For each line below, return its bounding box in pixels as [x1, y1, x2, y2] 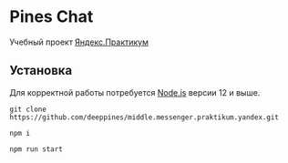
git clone [9, 105, 47, 114]
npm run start [9, 144, 64, 154]
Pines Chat [9, 6, 94, 27]
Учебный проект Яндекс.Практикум [9, 36, 149, 47]
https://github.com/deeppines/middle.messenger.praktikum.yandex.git [9, 112, 280, 122]
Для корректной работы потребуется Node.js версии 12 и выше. [9, 87, 261, 97]
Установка [9, 63, 73, 78]
